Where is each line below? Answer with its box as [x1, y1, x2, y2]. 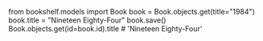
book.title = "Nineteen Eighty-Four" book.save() [8, 15, 166, 25]
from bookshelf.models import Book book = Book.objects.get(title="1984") [8, 7, 256, 16]
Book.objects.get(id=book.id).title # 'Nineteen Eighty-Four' [8, 24, 203, 33]
